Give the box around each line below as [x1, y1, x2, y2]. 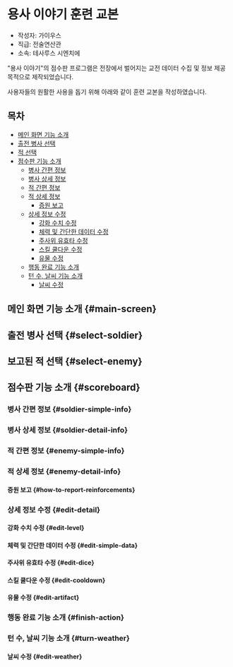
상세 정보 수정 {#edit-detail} [7, 505, 101, 515]
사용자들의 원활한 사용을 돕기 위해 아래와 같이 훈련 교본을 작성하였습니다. [7, 88, 207, 96]
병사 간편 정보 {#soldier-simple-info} [7, 404, 132, 414]
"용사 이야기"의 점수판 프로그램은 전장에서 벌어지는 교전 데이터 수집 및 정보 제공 [7, 64, 226, 72]
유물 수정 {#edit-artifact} [7, 594, 80, 602]
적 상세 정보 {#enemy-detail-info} [7, 467, 121, 476]
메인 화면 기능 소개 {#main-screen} [7, 303, 157, 315]
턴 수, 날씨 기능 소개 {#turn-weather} [7, 633, 131, 643]
